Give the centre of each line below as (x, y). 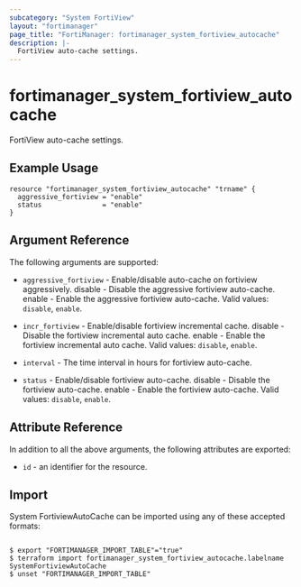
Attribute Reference (66, 428)
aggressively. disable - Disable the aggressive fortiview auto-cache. (149, 289)
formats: (25, 526)
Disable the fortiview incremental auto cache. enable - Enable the (144, 335)
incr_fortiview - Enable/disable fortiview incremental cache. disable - (154, 326)
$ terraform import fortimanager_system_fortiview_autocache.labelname (146, 559)
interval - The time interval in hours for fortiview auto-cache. (137, 362)
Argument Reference (69, 240)
